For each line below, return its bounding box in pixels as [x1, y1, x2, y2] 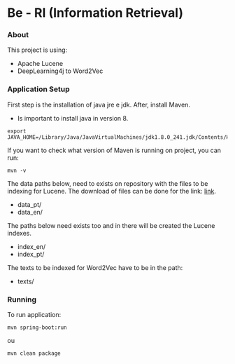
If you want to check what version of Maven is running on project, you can [7, 146, 222, 154]
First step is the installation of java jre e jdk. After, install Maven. [7, 100, 191, 109]
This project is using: [7, 46, 68, 54]
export [7, 128, 27, 135]
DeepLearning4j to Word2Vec [17, 67, 104, 75]
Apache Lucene [17, 60, 64, 68]
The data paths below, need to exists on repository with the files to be [7, 179, 208, 187]
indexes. [7, 229, 31, 237]
